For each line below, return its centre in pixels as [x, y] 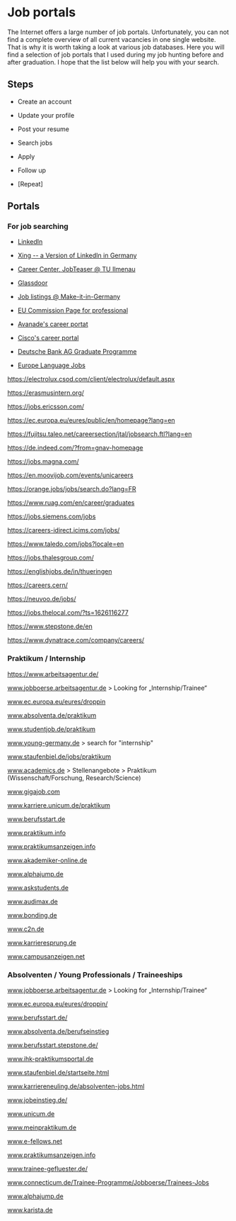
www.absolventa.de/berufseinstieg [58, 1032]
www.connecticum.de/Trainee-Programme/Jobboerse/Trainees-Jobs [108, 1183]
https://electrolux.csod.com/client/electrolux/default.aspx [91, 379]
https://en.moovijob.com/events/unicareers [70, 475]
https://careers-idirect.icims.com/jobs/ [64, 530]
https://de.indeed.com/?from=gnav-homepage [75, 448]
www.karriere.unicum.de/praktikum [59, 805]
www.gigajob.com [34, 791]
